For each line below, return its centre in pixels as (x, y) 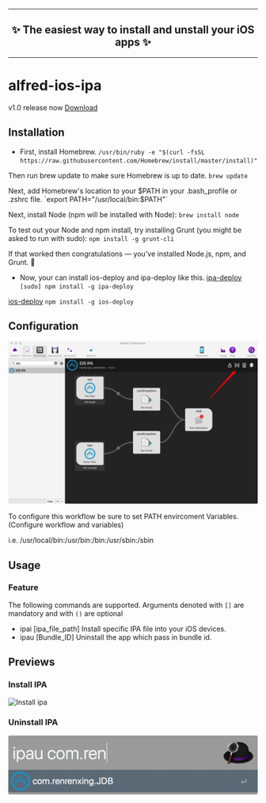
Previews (32, 662)
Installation (36, 133)
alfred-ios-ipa (55, 86)
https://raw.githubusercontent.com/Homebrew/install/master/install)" (139, 161)
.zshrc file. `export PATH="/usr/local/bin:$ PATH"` (88, 199)
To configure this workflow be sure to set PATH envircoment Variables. (123, 517)
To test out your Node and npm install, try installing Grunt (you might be (125, 230)
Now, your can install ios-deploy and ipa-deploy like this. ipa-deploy (131, 277)
